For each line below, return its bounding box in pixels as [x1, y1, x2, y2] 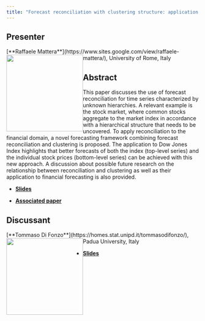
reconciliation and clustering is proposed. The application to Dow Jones [6, 141, 188, 148]
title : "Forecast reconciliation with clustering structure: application [6, 9, 199, 15]
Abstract [83, 72, 117, 83]
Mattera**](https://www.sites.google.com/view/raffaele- [37, 48, 179, 55]
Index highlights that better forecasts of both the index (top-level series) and [6, 147, 199, 155]
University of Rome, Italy [109, 55, 171, 62]
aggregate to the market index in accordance [83, 115, 197, 122]
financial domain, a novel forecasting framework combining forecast [6, 134, 179, 142]
